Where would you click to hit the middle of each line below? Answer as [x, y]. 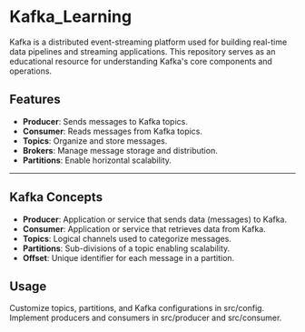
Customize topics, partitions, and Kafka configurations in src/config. [137, 308]
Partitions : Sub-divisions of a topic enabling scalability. [126, 248]
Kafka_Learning [71, 17]
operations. [31, 71]
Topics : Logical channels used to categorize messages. [127, 238]
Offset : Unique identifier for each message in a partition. [128, 257]
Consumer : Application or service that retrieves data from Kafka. [144, 228]
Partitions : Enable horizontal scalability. [97, 160]
